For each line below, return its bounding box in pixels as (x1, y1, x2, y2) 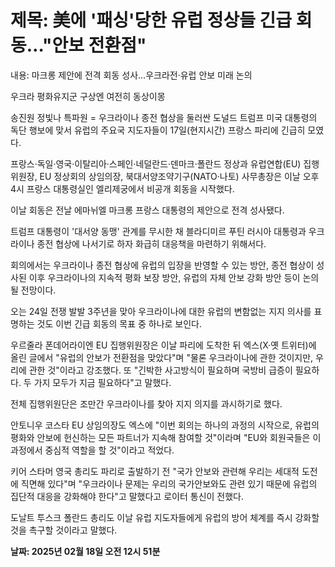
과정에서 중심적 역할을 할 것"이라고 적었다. (10, 444, 175, 456)
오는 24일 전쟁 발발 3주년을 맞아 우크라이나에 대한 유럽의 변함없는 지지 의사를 (10, 305, 312, 317)
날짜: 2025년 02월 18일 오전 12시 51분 (10, 545, 161, 557)
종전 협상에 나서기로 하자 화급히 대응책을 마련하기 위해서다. (36, 237, 267, 250)
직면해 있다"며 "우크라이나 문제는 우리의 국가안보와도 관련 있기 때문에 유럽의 (20, 477, 318, 490)
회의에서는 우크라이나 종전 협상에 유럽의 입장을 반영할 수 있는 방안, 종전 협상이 (10, 259, 315, 271)
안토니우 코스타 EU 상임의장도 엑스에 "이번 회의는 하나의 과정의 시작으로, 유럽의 (10, 419, 320, 431)
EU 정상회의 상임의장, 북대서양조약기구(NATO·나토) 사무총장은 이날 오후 (39, 170, 320, 182)
